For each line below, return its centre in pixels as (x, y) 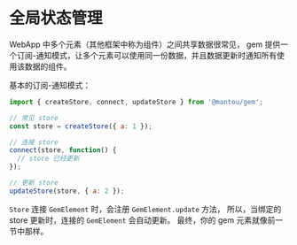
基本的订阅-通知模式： (50, 85)
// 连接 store (34, 142)
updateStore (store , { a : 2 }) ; (67, 191)
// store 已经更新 (48, 159)
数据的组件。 (48, 66)
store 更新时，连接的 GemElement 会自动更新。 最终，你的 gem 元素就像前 (142, 220)
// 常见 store (34, 118)
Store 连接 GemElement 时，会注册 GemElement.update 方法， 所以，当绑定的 (145, 209)
